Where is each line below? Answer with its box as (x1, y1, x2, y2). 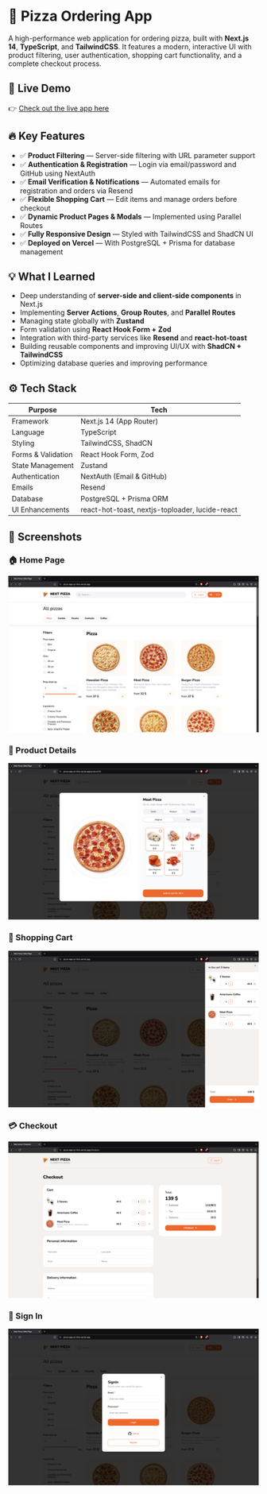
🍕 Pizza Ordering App (8, 7, 153, 25)
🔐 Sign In (8, 1310, 43, 1322)
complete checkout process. (8, 59, 102, 68)
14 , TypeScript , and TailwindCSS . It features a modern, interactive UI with (8, 41, 252, 51)
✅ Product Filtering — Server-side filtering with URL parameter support (19, 150, 256, 160)
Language (11, 428, 45, 437)
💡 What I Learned (8, 269, 95, 283)
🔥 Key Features (8, 130, 86, 143)
